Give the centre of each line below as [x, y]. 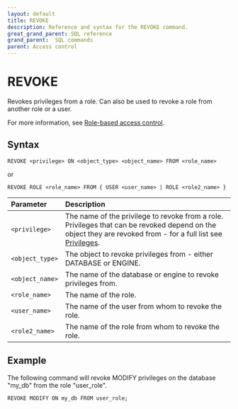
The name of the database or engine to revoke [142, 275]
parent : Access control [42, 47]
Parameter [29, 204]
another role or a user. [40, 109]
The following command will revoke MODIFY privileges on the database [112, 378]
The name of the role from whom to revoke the [142, 326]
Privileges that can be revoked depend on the [141, 225]
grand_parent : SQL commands [50, 40]
